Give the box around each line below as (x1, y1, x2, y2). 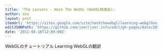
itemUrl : (5, 20, 23, 26)
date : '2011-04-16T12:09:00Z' (5, 29, 66, 34)
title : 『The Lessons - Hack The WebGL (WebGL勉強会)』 (5, 7, 117, 12)
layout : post (5, 16, 32, 21)
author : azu (5, 12, 29, 16)
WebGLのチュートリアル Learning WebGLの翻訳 (5, 43, 101, 49)
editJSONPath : (5, 25, 34, 30)
